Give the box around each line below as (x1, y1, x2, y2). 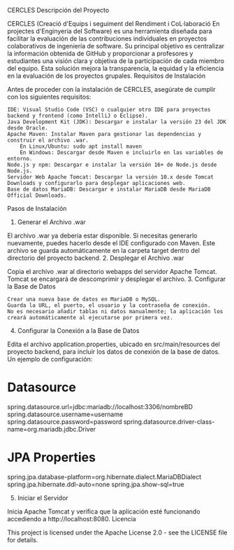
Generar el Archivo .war (17, 218, 86, 226)
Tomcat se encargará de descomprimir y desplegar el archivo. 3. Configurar (7, 275, 226, 283)
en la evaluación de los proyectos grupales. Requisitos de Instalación (7, 71, 206, 80)
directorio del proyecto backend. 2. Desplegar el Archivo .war (7, 254, 184, 262)
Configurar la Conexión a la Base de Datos (17, 326, 140, 335)
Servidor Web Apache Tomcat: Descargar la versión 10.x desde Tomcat (7, 174, 214, 181)
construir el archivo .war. (7, 137, 89, 144)
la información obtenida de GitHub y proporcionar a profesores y (7, 49, 193, 57)
